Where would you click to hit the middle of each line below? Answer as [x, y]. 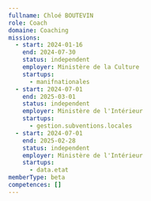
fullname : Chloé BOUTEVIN [51, 15]
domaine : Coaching [38, 30]
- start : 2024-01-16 [49, 45]
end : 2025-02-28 [49, 140]
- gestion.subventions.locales [81, 126]
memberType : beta [37, 178]
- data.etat [49, 170]
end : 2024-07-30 [49, 52]
